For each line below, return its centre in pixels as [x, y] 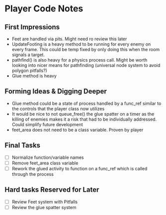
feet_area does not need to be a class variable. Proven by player [78, 130]
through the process [33, 174]
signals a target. [28, 55]
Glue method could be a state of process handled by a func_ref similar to [86, 103]
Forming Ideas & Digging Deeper [56, 92]
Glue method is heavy [34, 76]
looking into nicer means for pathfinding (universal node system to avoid [86, 65]
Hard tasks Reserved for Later [52, 190]
